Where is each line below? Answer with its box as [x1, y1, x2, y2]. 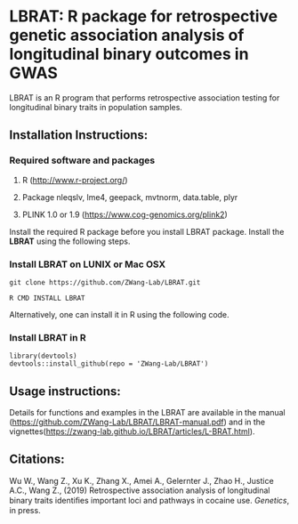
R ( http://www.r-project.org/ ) [21, 174, 128, 185]
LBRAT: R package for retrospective [9, 6, 278, 27]
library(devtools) [9, 351, 77, 361]
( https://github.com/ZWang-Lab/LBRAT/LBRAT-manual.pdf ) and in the [9, 416, 266, 428]
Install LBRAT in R [9, 331, 86, 343]
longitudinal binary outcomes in [9, 44, 249, 64]
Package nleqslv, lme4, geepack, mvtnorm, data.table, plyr [21, 191, 238, 202]
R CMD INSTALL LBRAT [9, 294, 86, 302]
